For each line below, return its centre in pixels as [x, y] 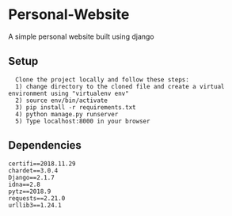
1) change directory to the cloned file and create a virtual [120, 86]
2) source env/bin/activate [62, 100]
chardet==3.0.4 [33, 171]
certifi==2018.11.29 [42, 164]
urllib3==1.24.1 [35, 205]
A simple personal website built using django [81, 36]
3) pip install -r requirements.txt [76, 107]
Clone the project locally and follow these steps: [103, 80]
